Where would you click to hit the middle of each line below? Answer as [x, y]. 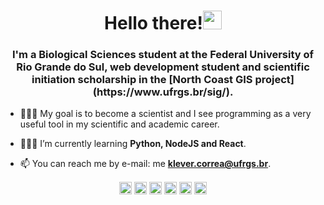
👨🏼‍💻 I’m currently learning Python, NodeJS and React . [133, 144]
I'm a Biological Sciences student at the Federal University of [163, 55]
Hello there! [153, 23]
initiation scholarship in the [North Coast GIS [142, 80]
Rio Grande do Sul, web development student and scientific [163, 67]
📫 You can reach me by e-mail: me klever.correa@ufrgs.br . [145, 164]
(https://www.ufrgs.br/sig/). [163, 92]
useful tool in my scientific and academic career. [119, 124]
